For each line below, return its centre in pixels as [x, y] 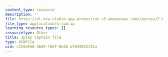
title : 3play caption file [33, 38]
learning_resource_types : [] [35, 28]
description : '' [22, 14]
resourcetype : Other [27, 33]
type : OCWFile [20, 42]
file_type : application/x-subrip [40, 24]
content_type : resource [30, 10]
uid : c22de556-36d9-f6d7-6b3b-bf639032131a [51, 47]
